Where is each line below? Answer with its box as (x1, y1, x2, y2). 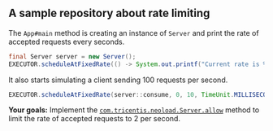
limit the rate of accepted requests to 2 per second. (8, 114, 181, 124)
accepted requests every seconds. (8, 37, 125, 46)
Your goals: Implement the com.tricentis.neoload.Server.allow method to (8, 105, 260, 115)
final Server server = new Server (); (8, 52, 136, 60)
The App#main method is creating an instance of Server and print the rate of (8, 28, 259, 37)
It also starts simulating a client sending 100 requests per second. (8, 75, 228, 85)
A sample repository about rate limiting (8, 7, 210, 20)
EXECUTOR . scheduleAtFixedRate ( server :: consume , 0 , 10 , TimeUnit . (8, 90, 235, 98)
